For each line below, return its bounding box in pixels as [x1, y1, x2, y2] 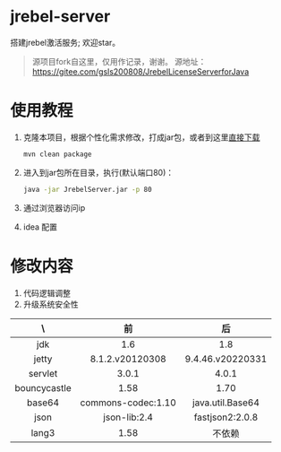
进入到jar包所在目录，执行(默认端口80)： [22, 167, 175, 178]
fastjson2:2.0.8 [193, 411, 259, 423]
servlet [28, 367, 58, 379]
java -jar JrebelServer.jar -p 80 [22, 185, 152, 194]
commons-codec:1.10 [80, 396, 177, 409]
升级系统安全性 [22, 299, 79, 309]
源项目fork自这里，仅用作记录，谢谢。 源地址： [31, 56, 207, 66]
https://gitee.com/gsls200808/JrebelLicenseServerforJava [31, 65, 250, 77]
